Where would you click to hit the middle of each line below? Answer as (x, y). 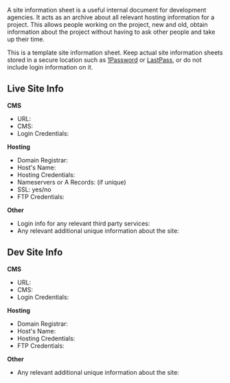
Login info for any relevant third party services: (83, 223)
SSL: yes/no (34, 189)
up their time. (26, 39)
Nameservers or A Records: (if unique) (72, 182)
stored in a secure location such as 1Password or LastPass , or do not (104, 60)
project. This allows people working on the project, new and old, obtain (107, 24)
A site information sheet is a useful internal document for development (107, 10)
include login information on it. (50, 67)
